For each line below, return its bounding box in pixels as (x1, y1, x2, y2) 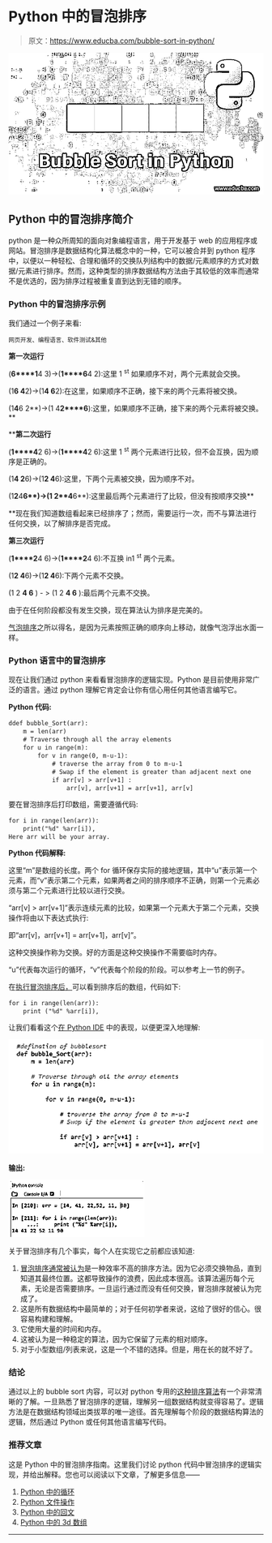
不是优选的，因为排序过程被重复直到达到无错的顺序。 (8, 276, 186, 286)
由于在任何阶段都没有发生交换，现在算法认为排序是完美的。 (8, 605, 207, 615)
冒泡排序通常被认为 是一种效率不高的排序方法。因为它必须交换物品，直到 (19, 1263, 261, 1274)
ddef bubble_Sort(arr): (8, 720, 89, 728)
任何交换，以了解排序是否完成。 (8, 518, 115, 528)
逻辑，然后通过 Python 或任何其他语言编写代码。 (8, 1417, 172, 1427)
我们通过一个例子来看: (8, 318, 83, 329)
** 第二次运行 (8, 429, 52, 439)
